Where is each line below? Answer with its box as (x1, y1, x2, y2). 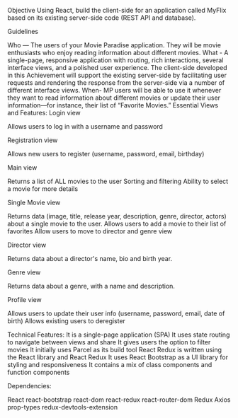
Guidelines (7, 28, 39, 35)
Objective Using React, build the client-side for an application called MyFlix (7, 6, 227, 14)
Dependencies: (7, 382, 52, 390)
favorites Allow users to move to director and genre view (7, 227, 173, 236)
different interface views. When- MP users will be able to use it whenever (7, 86, 222, 94)
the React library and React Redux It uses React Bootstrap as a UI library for (7, 353, 229, 361)
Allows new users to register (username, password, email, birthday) (7, 150, 205, 158)
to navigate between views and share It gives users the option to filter (7, 338, 211, 346)
